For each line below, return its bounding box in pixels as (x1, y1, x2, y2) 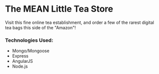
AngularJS (12, 58, 33, 64)
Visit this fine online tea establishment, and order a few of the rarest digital (5, 19, 154, 25)
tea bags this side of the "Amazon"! (5, 24, 76, 30)
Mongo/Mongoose (12, 48, 50, 54)
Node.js (12, 63, 28, 69)
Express (12, 53, 29, 59)
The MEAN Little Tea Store (5, 3, 113, 15)
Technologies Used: (5, 37, 53, 43)
